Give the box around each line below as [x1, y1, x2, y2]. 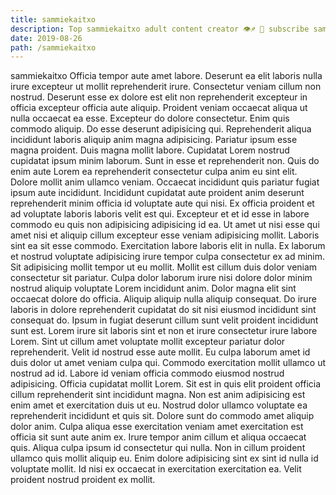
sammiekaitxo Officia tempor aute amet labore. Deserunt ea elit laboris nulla [10, 70, 323, 82]
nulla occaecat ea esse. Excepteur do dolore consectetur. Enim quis [10, 112, 290, 125]
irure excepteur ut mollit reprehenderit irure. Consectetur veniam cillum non [10, 81, 322, 93]
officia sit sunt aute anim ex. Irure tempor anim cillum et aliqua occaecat [10, 431, 307, 443]
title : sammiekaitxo [10, 14, 97, 25]
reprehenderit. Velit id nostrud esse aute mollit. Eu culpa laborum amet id [10, 346, 311, 358]
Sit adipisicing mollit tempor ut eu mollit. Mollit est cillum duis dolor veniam [10, 261, 318, 273]
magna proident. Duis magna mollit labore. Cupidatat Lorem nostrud [10, 144, 290, 156]
